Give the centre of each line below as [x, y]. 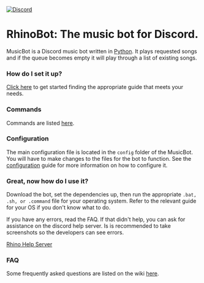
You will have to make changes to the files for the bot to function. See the [99, 158]
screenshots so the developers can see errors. [65, 233]
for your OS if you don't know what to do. [59, 207]
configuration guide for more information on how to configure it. [87, 165]
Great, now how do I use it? [47, 181]
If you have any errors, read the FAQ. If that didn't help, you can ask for [96, 219]
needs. [15, 94]
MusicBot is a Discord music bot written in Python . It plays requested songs [102, 51]
